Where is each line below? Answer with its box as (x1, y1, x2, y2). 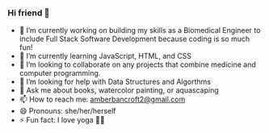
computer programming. (19, 69, 101, 78)
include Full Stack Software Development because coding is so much (19, 34, 250, 44)
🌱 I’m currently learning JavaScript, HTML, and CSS (19, 52, 191, 61)
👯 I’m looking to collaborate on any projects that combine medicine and (19, 60, 256, 69)
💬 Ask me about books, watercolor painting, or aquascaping (19, 85, 219, 95)
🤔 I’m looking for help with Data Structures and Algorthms (19, 77, 212, 87)
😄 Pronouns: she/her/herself (19, 106, 116, 116)
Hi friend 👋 (7, 7, 50, 19)
